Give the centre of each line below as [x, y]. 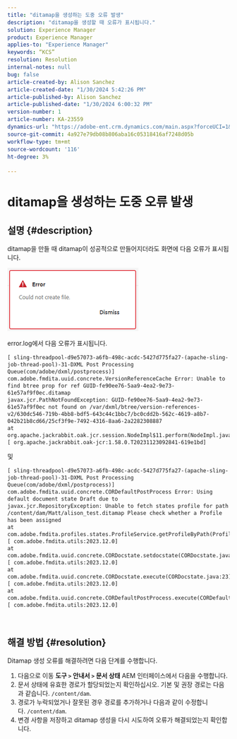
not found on [67, 407]
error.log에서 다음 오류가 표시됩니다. [57, 344]
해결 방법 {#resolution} [57, 642]
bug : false [23, 74]
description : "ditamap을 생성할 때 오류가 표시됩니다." [81, 22]
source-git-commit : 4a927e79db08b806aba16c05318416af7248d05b [101, 134]
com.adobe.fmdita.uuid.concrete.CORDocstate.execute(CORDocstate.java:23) [120, 577]
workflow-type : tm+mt [39, 141]
